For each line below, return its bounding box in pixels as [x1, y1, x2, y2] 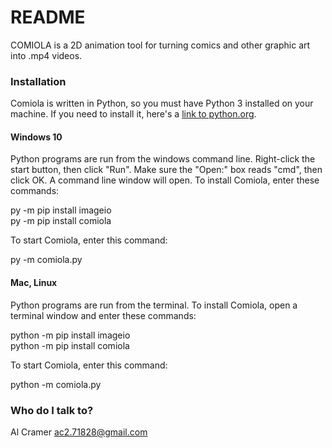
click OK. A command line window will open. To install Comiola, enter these [10, 174, 320, 186]
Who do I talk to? [10, 403, 94, 417]
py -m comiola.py [10, 254, 83, 266]
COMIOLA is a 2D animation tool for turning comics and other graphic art [10, 39, 311, 51]
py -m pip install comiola [10, 215, 112, 227]
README [10, 6, 86, 29]
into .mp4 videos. [10, 49, 83, 61]
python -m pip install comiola [10, 339, 130, 351]
